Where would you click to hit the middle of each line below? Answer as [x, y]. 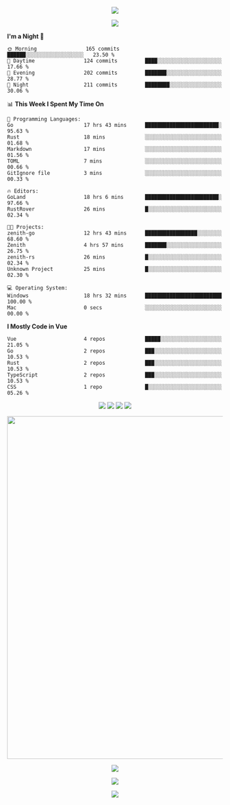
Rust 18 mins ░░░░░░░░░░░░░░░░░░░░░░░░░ [115, 137]
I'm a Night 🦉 [26, 36]
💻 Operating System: [38, 288]
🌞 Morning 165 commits [63, 49]
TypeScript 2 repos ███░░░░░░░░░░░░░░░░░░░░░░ [115, 375]
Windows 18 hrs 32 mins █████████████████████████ [115, 296]
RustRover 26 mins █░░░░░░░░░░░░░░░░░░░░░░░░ [115, 209]
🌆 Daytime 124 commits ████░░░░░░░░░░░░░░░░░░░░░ [115, 61]
